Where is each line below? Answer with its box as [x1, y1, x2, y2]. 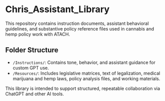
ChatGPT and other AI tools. [5, 90, 64, 97]
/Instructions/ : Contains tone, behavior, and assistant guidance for [12, 59, 156, 65]
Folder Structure [5, 46, 59, 54]
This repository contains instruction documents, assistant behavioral [5, 20, 149, 26]
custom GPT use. [12, 64, 49, 71]
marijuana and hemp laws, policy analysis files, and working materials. [12, 75, 160, 82]
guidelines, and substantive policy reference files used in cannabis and [5, 25, 154, 31]
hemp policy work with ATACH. [5, 31, 70, 37]
